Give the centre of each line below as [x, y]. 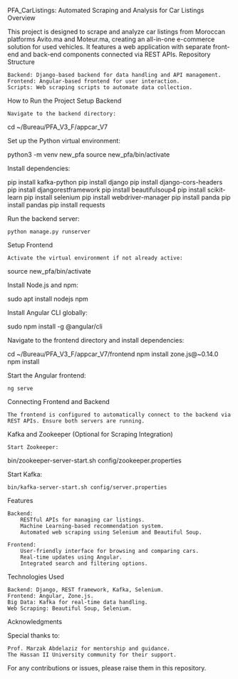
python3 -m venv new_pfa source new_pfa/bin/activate [89, 155]
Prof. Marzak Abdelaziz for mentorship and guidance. [89, 648]
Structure [21, 62]
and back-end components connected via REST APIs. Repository [115, 54]
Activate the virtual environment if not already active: [95, 258]
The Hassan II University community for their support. [92, 655]
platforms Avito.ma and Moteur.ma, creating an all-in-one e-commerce [111, 39]
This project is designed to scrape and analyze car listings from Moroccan [117, 32]
